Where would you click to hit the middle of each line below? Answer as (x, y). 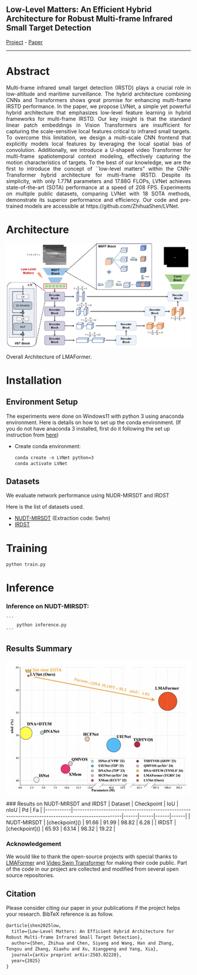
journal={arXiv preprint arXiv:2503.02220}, (67, 955)
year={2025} (26, 961)
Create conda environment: (47, 446)
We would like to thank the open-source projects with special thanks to (92, 856)
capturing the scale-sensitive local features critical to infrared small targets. (98, 131)
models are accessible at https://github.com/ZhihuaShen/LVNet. (102, 206)
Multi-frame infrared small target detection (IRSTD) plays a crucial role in (98, 87)
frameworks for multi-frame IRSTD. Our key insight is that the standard (98, 119)
